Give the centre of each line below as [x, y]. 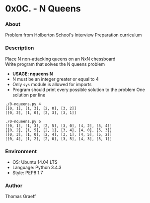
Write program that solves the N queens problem [55, 64]
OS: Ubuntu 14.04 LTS [35, 162]
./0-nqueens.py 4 [23, 104]
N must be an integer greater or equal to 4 [55, 79]
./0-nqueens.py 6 [23, 121]
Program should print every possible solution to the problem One [78, 90]
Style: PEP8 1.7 [28, 173]
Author [14, 186]
